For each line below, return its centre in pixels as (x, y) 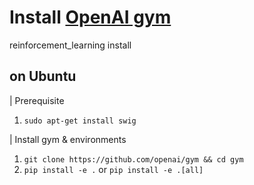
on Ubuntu (43, 76)
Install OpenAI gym (90, 17)
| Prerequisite (37, 100)
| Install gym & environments (68, 139)
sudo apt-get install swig (80, 121)
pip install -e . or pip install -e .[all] (113, 169)
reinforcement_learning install (70, 45)
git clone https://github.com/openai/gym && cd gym (133, 159)
